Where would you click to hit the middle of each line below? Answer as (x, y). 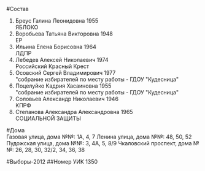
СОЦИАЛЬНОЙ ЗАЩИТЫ (48, 118)
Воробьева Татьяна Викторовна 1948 (64, 34)
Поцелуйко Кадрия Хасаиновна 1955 (63, 86)
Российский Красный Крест (52, 66)
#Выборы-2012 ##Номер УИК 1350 (52, 161)
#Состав (17, 9)
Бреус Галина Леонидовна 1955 (57, 21)
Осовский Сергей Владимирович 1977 (65, 73)
